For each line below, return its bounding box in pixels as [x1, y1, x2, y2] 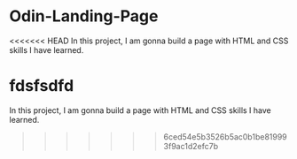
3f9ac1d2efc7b [163, 140, 219, 151]
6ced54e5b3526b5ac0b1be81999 [163, 131, 288, 142]
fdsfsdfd [9, 76, 74, 96]
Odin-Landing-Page [9, 6, 159, 26]
